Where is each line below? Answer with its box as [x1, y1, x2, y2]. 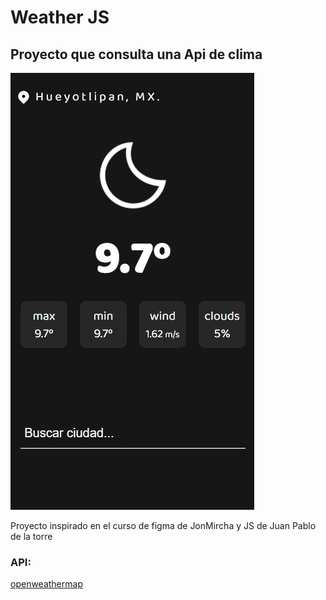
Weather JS [10, 6, 110, 29]
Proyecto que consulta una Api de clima [10, 46, 263, 63]
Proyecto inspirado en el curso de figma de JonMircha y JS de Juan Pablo [10, 520, 317, 531]
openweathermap [10, 578, 83, 590]
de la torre [10, 531, 53, 542]
